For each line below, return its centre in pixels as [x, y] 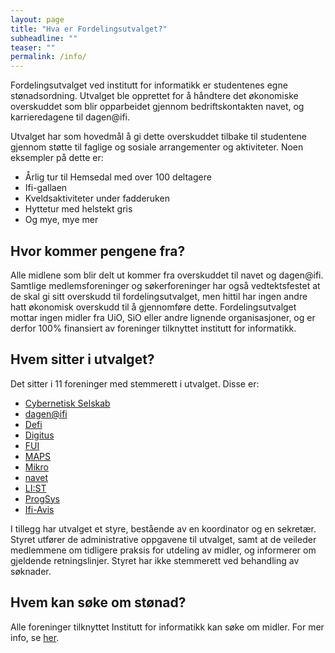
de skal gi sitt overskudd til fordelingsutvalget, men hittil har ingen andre [159, 296]
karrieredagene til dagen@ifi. [70, 117]
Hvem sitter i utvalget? [82, 359]
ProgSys [42, 498]
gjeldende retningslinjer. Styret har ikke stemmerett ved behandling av [155, 560]
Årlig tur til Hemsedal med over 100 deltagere [118, 177]
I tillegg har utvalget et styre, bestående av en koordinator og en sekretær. [163, 528]
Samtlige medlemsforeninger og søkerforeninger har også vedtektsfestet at [165, 285]
